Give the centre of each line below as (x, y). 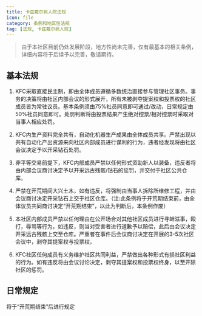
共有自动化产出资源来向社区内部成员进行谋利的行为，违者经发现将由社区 (105, 142)
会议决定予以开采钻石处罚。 (50, 150)
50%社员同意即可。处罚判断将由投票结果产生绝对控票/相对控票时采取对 (104, 114)
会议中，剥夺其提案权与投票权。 (55, 242)
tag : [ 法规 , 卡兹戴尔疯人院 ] (39, 29)
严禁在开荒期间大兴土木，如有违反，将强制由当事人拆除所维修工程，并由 (105, 191)
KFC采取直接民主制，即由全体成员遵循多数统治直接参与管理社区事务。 (103, 91)
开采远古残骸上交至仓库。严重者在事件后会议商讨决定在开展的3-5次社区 (105, 234)
